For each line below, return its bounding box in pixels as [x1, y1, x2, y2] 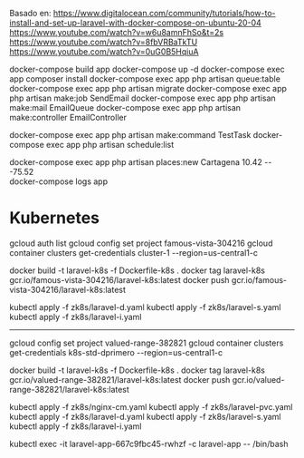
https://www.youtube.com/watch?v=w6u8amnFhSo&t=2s [9, 27, 224, 37]
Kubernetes [9, 208, 100, 229]
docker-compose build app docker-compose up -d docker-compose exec [9, 63, 285, 74]
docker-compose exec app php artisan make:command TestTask [9, 130, 252, 140]
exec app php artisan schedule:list [46, 140, 175, 150]
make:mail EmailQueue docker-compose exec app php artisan [9, 102, 242, 112]
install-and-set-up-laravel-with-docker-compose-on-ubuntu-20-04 [9, 17, 262, 28]
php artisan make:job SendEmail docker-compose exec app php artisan [9, 93, 276, 103]
